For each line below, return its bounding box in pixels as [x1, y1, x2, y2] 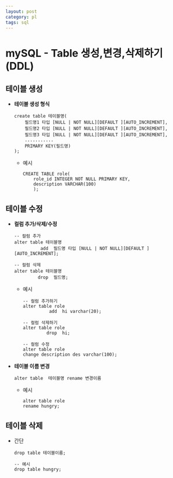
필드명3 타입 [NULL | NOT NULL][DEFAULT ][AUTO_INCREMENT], [25, 132, 168, 138]
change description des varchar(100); [22, 352, 117, 357]
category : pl [5, 14, 37, 20]
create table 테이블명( [13, 114, 67, 119]
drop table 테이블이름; [13, 450, 66, 456]
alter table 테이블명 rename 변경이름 [13, 376, 102, 381]
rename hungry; [22, 403, 60, 410]
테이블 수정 [5, 204, 43, 214]
